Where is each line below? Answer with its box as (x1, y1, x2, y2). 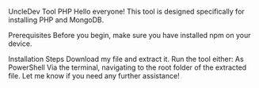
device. (8, 39, 32, 48)
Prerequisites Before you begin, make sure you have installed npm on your (8, 31, 251, 40)
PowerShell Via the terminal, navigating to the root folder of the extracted (8, 63, 247, 72)
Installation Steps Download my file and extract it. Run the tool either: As (8, 55, 244, 63)
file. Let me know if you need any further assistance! (8, 71, 180, 80)
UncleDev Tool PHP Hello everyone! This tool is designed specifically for (8, 7, 246, 16)
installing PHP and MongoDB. (8, 15, 105, 25)
